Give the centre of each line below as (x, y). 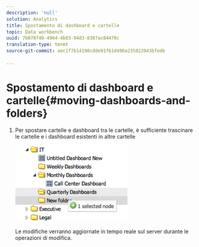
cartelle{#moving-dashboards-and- (98, 100)
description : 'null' (32, 13)
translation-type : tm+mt (37, 45)
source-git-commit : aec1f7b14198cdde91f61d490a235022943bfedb (86, 51)
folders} (27, 113)
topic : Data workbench (35, 32)
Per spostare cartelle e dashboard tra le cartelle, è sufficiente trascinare (104, 130)
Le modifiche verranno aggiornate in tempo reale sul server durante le (102, 231)
